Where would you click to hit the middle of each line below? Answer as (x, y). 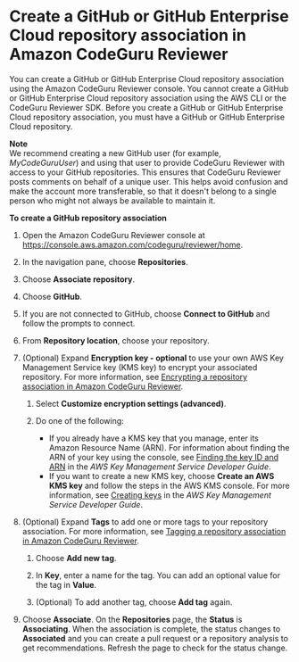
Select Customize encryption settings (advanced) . (131, 403)
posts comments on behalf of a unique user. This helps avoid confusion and (149, 181)
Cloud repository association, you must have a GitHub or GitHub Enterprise (147, 117)
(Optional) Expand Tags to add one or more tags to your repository (145, 521)
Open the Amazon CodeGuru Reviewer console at (113, 235)
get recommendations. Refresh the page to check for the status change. (155, 648)
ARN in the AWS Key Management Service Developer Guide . (160, 467)
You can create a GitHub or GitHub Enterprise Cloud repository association (147, 79)
